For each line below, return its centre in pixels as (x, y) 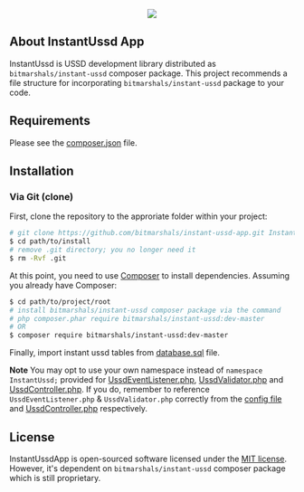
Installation (42, 171)
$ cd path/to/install (50, 241)
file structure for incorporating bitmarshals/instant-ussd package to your (147, 82)
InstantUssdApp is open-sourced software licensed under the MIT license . (148, 459)
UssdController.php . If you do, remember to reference (109, 390)
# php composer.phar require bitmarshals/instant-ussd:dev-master (137, 318)
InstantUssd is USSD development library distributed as (113, 63)
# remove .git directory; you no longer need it (103, 250)
